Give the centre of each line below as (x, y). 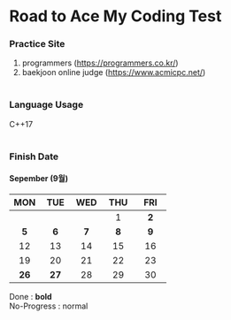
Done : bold (31, 296)
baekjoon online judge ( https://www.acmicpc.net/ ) (114, 72)
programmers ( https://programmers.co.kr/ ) (100, 63)
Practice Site (37, 44)
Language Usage (46, 105)
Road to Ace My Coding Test (115, 16)
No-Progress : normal (49, 306)
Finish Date (34, 156)
